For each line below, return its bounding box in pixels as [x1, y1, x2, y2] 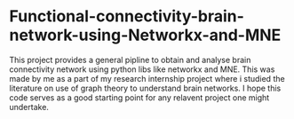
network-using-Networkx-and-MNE [9, 25, 282, 45]
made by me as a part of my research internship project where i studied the [9, 73, 286, 83]
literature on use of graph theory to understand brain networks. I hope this [9, 83, 282, 93]
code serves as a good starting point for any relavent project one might [9, 91, 270, 103]
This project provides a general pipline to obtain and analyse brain [9, 54, 251, 65]
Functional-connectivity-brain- [9, 6, 244, 27]
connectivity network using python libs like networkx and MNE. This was [9, 64, 275, 75]
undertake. [9, 101, 49, 112]
